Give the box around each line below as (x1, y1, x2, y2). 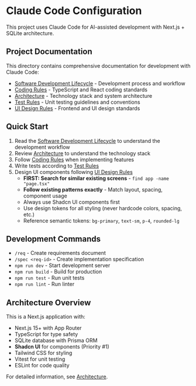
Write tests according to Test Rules (14, 162, 99, 169)
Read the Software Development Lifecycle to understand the (14, 137, 160, 144)
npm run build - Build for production (14, 268, 102, 275)
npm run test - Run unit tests (14, 274, 85, 282)
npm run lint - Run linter (14, 281, 75, 288)
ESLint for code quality (14, 362, 70, 369)
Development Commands (6, 234, 101, 244)
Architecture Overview (6, 298, 91, 308)
